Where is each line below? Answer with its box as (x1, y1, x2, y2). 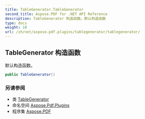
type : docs (5, 20, 27, 26)
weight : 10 (5, 25, 27, 30)
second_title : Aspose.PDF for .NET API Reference (5, 12, 108, 16)
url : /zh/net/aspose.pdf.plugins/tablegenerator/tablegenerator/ (5, 30, 140, 34)
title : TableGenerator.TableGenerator (5, 7, 84, 12)
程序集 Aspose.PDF (12, 108, 51, 114)
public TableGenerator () (5, 72, 55, 77)
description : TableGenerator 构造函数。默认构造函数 (5, 16, 106, 21)
